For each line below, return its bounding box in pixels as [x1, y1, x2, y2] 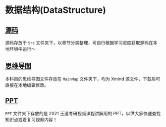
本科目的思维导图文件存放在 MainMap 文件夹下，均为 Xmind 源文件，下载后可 [5, 76, 160, 82]
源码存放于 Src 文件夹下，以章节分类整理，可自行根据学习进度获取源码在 [5, 40, 154, 45]
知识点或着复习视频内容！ [5, 117, 57, 123]
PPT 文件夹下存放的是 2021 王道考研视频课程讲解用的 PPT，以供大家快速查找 [5, 110, 161, 116]
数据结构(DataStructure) [5, 4, 107, 16]
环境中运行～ [9, 46, 36, 52]
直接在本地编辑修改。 [5, 82, 49, 88]
